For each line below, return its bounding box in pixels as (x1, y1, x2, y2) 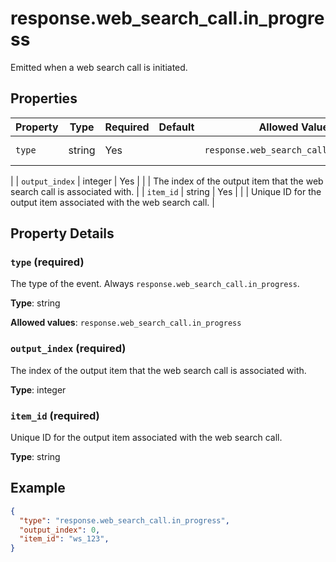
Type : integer (10, 383, 67, 396)
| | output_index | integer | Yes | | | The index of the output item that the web (10, 175, 324, 187)
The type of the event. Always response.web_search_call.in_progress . (10, 278, 300, 290)
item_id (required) (10, 408, 100, 422)
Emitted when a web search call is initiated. (10, 61, 188, 73)
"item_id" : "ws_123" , (19, 534, 110, 544)
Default (158, 120, 195, 134)
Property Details (10, 225, 115, 242)
